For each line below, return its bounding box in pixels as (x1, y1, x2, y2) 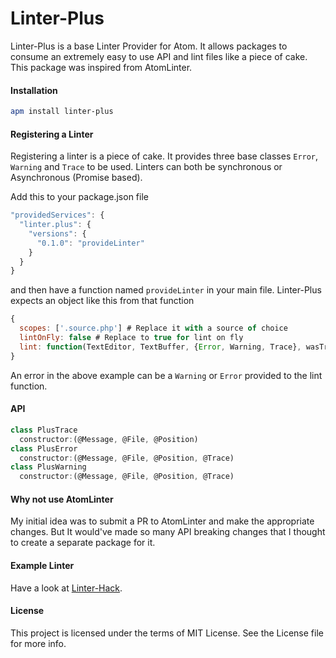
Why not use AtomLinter (10, 493, 114, 505)
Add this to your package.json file (10, 191, 149, 203)
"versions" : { (28, 228, 87, 239)
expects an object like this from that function (10, 295, 195, 307)
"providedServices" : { (10, 210, 105, 221)
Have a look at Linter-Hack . (10, 582, 123, 594)
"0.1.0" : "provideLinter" (36, 238, 145, 248)
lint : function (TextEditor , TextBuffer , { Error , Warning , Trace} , (19, 342, 302, 352)
